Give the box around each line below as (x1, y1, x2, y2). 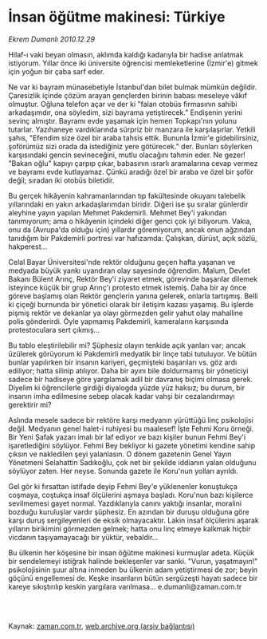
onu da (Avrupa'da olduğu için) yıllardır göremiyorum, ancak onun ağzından (8, 224, 257, 235)
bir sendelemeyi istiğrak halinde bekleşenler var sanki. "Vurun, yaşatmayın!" (8, 556, 258, 566)
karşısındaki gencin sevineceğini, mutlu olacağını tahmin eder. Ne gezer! (8, 150, 245, 160)
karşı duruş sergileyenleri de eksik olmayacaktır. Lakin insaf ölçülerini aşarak (8, 515, 259, 525)
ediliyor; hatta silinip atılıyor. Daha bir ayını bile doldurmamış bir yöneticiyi (8, 365, 249, 375)
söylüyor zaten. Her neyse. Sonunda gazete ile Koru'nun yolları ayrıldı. (8, 466, 239, 475)
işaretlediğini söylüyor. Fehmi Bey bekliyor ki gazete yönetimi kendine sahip (8, 440, 256, 450)
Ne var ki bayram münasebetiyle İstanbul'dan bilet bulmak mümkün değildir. (8, 82, 257, 92)
